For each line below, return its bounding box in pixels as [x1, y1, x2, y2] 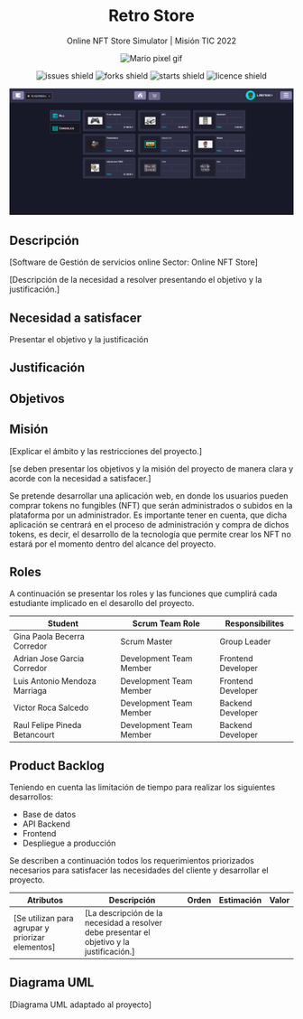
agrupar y [13, 922, 50, 933]
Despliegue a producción [22, 837, 116, 849]
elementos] [13, 941, 56, 952]
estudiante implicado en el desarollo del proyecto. [9, 598, 195, 609]
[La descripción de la [84, 908, 163, 919]
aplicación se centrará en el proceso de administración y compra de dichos [9, 519, 289, 529]
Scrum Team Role [132, 618, 200, 629]
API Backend [22, 818, 70, 829]
